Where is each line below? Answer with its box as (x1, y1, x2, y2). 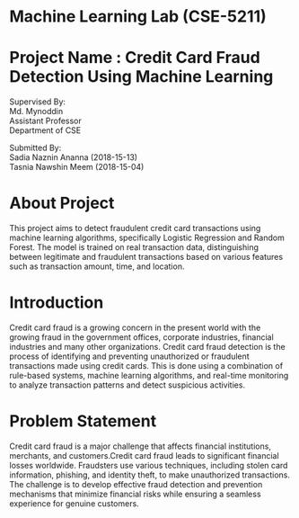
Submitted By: (9, 142, 62, 154)
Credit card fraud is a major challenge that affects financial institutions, (9, 441, 272, 451)
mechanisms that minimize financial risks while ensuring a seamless (9, 488, 262, 499)
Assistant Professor (9, 115, 83, 127)
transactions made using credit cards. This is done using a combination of (9, 361, 284, 371)
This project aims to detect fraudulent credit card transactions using (9, 223, 261, 234)
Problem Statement (9, 411, 157, 432)
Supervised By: (9, 96, 66, 107)
